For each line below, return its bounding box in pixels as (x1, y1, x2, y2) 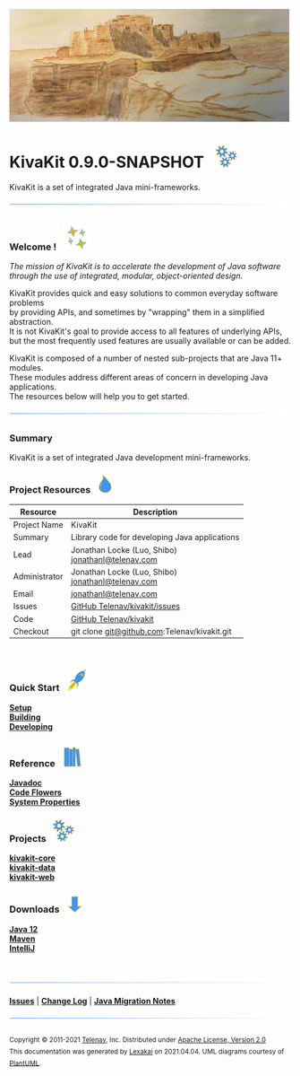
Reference (9, 757, 56, 769)
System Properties (9, 796, 81, 807)
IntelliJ (9, 942, 36, 953)
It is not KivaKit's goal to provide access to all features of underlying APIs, (9, 326, 282, 337)
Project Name (13, 520, 64, 530)
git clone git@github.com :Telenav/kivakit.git (71, 625, 232, 636)
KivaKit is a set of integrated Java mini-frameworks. (9, 181, 201, 192)
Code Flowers (9, 786, 63, 798)
